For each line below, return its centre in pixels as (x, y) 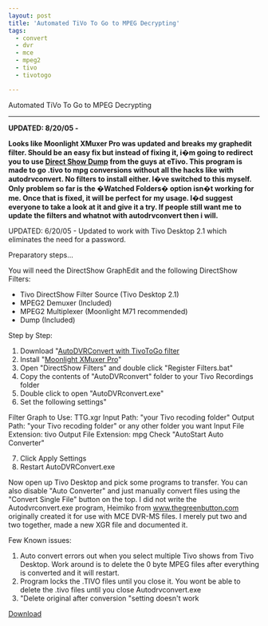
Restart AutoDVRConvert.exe (67, 467)
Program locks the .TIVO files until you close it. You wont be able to (130, 581)
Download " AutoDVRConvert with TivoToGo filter (100, 351)
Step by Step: (31, 335)
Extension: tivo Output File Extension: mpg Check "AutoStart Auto (116, 434)
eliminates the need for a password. (67, 239)
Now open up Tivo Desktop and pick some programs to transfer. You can (128, 482)
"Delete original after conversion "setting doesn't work (109, 598)
